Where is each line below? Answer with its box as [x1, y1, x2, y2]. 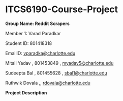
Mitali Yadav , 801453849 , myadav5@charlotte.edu [5, 60, 114, 66]
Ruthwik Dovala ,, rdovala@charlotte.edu [5, 80, 90, 86]
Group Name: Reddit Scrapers [5, 20, 70, 27]
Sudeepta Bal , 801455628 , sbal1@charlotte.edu [5, 70, 108, 76]
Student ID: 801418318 [5, 40, 52, 46]
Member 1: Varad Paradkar [5, 30, 61, 36]
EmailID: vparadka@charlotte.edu [5, 50, 76, 56]
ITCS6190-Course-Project [5, 4, 118, 15]
